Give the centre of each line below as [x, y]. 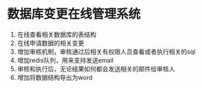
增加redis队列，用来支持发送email [65, 60]
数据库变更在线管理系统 [74, 14]
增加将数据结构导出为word [55, 77]
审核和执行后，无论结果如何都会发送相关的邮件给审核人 [96, 69]
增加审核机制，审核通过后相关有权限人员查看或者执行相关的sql [106, 52]
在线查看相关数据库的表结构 [57, 34]
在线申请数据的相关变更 [50, 43]
